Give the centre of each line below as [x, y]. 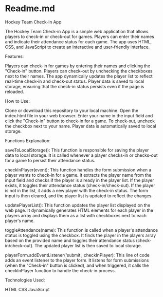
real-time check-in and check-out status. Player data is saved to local [75, 81]
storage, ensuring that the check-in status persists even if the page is [75, 86]
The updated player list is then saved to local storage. [88, 245]
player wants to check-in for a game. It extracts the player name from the [78, 175]
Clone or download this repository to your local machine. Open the [72, 111]
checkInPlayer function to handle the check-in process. [61, 270]
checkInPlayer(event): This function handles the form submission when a [78, 170]
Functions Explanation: [28, 140]
